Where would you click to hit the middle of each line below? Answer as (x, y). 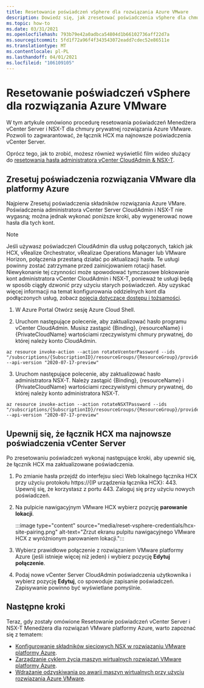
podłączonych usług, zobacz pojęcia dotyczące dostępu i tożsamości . (94, 298)
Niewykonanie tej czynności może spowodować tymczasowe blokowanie (98, 272)
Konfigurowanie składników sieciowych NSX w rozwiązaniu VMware (100, 646)
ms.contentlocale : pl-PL (38, 52)
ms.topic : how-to (28, 23)
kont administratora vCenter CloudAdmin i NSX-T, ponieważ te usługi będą (100, 279)
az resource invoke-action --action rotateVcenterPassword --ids (90, 352)
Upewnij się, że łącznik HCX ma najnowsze (89, 434)
